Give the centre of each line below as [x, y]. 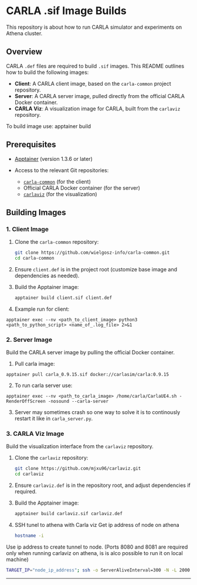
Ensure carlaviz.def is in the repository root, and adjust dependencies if [102, 485]
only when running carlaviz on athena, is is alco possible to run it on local [94, 553]
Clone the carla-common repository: [57, 242]
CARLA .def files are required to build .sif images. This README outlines [95, 66]
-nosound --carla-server [78, 401]
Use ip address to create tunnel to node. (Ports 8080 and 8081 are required [97, 547]
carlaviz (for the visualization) [60, 194]
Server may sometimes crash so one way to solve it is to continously [97, 412]
